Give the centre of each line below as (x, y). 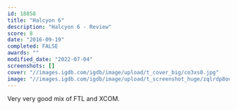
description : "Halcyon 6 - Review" (60, 27)
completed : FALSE (33, 46)
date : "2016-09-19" (36, 40)
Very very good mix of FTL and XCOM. (63, 99)
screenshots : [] (31, 66)
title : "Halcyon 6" (36, 20)
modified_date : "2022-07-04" (50, 60)
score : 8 (20, 33)
